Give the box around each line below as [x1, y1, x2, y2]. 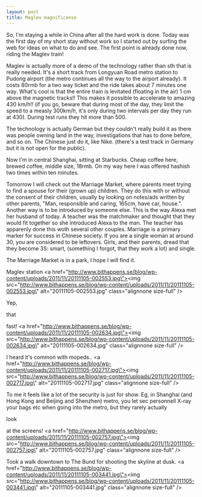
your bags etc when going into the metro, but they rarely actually [6, 403, 168, 411]
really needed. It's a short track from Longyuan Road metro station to [6, 68, 178, 75]
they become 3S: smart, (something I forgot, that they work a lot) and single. [6, 245, 196, 252]
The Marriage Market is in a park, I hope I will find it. [6, 256, 136, 263]
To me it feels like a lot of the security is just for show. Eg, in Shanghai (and [6, 391, 193, 398]
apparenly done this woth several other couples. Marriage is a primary [6, 225, 181, 232]
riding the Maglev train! [6, 50, 65, 57]
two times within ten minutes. [6, 168, 80, 176]
